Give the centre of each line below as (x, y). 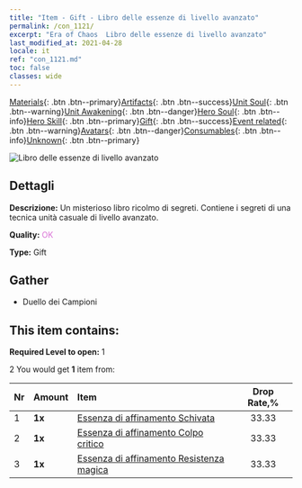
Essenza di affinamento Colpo (140, 433)
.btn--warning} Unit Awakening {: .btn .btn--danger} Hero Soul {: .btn (133, 111)
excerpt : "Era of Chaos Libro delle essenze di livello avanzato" (138, 34)
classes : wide (36, 77)
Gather (29, 280)
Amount (51, 397)
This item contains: (64, 330)
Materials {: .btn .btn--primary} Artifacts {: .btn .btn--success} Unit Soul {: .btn (149, 102)
